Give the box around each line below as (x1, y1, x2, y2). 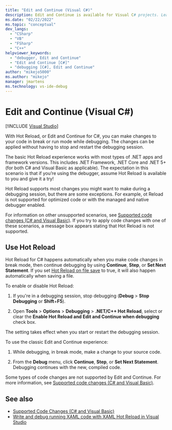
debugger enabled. (5, 202, 46, 208)
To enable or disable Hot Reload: (5, 283, 74, 289)
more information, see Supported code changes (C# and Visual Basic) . (5, 380, 155, 386)
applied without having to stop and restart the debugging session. (5, 144, 144, 150)
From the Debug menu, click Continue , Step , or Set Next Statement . (12, 359, 159, 365)
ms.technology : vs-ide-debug (5, 84, 68, 89)
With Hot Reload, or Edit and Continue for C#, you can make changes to (5, 133, 157, 139)
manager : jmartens (5, 79, 45, 84)
